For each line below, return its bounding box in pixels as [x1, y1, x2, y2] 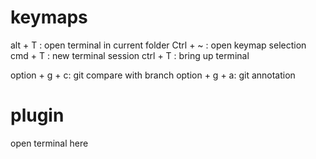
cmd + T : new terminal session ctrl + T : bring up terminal [10, 49, 250, 61]
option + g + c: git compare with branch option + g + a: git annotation [10, 69, 296, 81]
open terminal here [10, 137, 89, 149]
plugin [10, 104, 65, 127]
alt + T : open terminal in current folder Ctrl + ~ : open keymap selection [10, 39, 307, 51]
